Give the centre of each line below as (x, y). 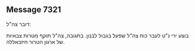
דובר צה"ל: (19, 24)
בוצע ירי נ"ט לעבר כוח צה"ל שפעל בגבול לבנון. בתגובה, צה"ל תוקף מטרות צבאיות (97, 36)
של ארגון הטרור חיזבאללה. (36, 42)
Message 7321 (34, 10)
